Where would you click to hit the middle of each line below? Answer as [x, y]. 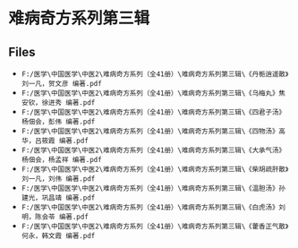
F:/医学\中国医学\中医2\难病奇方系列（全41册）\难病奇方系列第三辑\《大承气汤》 [153, 150]
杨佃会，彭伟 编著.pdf [58, 122]
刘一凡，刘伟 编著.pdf [58, 179]
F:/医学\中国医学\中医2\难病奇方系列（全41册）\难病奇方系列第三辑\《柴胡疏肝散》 [155, 169]
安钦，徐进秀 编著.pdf [58, 103]
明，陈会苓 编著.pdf [55, 217]
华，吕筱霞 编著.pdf [55, 141]
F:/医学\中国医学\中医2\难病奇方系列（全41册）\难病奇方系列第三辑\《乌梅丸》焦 [153, 93]
